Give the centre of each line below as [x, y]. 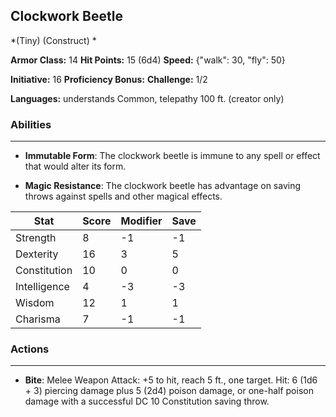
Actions [30, 349]
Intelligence [42, 287]
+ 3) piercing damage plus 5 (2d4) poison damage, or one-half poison [169, 391]
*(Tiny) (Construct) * [53, 40]
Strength [36, 238]
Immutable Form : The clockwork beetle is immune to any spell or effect [172, 156]
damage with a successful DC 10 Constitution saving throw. [147, 401]
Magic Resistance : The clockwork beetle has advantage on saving [163, 186]
